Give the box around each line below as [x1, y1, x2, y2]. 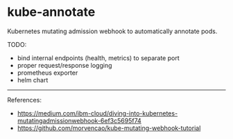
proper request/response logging [17, 61, 112, 69]
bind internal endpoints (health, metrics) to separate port [17, 53, 180, 62]
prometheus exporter [17, 68, 78, 77]
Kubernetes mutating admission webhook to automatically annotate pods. [7, 27, 218, 35]
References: [7, 95, 42, 104]
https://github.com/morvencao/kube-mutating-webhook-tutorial [17, 124, 201, 132]
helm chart [17, 75, 49, 84]
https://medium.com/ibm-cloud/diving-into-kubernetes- [17, 109, 178, 118]
